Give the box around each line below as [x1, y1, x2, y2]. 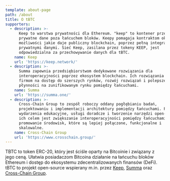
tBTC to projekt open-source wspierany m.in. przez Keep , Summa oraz [5, 165, 153, 171]
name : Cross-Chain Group [14, 130, 67, 135]
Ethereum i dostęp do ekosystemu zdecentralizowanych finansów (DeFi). [5, 159, 158, 165]
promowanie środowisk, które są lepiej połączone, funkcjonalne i [18, 120, 162, 126]
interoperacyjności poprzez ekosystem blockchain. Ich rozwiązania [18, 74, 164, 79]
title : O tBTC [5, 17, 35, 22]
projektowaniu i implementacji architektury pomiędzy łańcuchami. [18, 106, 162, 112]
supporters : [5, 21, 30, 27]
